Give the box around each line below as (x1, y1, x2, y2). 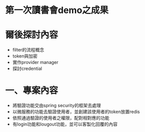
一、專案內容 (5, 85, 59, 96)
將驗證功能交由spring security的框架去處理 (12, 102, 101, 108)
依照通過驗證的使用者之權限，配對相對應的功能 (12, 115, 109, 121)
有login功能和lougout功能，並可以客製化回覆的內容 (12, 121, 118, 127)
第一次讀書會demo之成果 (5, 4, 109, 16)
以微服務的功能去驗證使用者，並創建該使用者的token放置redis (12, 108, 140, 115)
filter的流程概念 (12, 47, 44, 53)
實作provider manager (12, 59, 59, 65)
